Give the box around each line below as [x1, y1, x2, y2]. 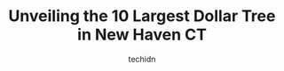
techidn [128, 53, 156, 64]
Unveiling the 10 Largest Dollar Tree [8, 6, 276, 26]
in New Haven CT [76, 25, 208, 45]
